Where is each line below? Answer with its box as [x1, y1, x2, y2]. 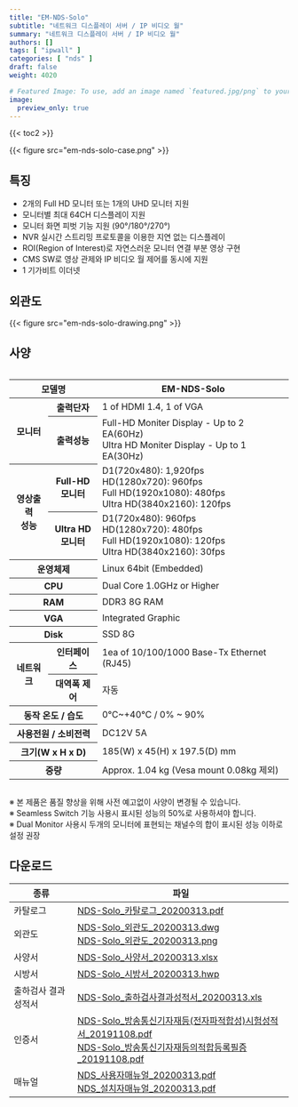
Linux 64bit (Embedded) [101, 562, 204, 574]
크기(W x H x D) [20, 746, 87, 758]
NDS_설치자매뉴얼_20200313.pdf [76, 1082, 216, 1095]
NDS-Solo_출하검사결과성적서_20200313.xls [76, 991, 263, 1003]
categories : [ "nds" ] [9, 54, 93, 63]
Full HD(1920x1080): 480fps [101, 486, 226, 499]
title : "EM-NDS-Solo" [9, 12, 90, 22]
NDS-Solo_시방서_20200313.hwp [76, 967, 220, 980]
